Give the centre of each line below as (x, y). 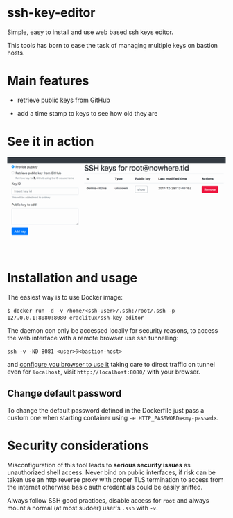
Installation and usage (72, 278)
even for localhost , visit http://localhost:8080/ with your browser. (104, 372)
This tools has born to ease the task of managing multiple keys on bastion (113, 45)
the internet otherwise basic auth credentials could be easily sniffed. (105, 487)
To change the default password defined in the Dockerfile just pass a (106, 410)
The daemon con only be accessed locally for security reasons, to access (113, 330)
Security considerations (78, 446)
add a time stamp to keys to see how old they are (87, 113)
